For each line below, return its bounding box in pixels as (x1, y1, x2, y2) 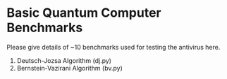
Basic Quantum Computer (6, 5, 161, 21)
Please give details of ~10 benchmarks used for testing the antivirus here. (6, 43, 221, 51)
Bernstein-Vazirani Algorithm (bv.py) (16, 64, 123, 72)
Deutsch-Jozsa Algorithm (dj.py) (16, 56, 112, 64)
